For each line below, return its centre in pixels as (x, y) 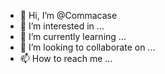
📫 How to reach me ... (66, 58)
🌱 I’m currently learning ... (73, 36)
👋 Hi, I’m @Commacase (68, 15)
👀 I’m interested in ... (62, 26)
